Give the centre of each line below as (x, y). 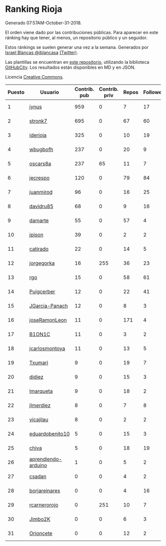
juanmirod (41, 192)
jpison (36, 234)
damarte (39, 220)
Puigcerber (42, 291)
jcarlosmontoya (47, 348)
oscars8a (40, 163)
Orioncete (41, 533)
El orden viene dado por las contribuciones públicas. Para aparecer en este (82, 32)
